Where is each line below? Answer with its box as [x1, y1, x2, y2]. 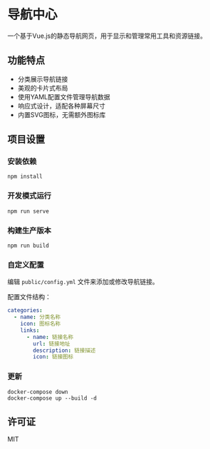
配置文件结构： [7, 293, 51, 301]
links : [20, 326, 40, 334]
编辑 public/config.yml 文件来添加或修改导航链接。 [7, 278, 159, 286]
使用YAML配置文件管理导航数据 [17, 92, 110, 101]
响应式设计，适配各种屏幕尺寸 [17, 101, 105, 110]
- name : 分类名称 [14, 313, 61, 321]
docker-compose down [7, 388, 69, 395]
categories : [7, 307, 43, 314]
